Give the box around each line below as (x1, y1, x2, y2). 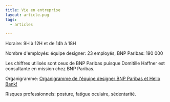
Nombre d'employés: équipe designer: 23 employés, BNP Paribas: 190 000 (5, 50, 163, 56)
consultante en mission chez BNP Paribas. (5, 66, 95, 72)
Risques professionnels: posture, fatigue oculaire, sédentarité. (5, 91, 137, 97)
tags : (5, 17, 17, 22)
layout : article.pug (5, 12, 50, 17)
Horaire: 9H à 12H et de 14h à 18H (5, 40, 76, 47)
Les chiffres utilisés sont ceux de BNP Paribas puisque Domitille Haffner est (5, 60, 165, 67)
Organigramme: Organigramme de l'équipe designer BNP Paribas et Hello (5, 75, 160, 82)
